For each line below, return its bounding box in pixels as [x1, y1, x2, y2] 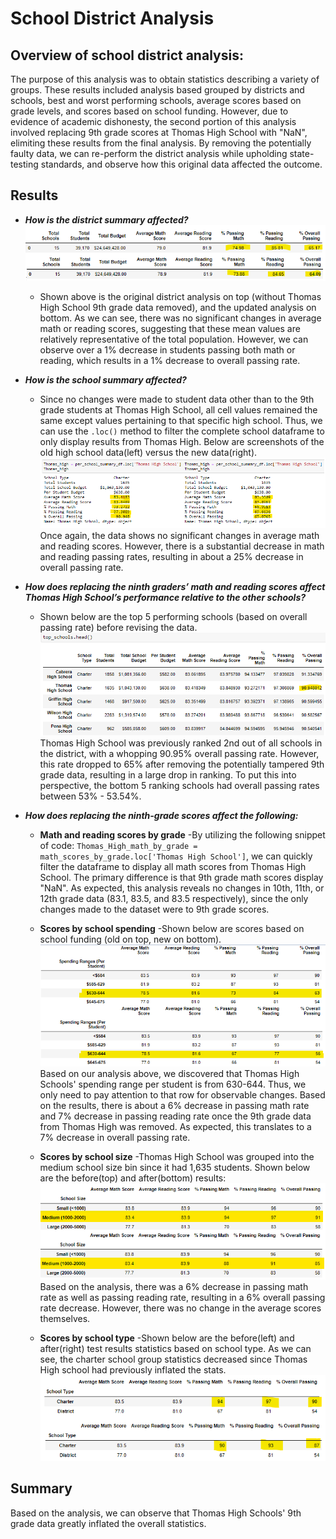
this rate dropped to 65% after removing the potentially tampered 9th [39, 758, 325, 770]
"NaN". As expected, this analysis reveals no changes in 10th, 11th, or [39, 882, 325, 894]
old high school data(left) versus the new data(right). [39, 446, 258, 458]
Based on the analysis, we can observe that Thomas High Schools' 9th [10, 1507, 302, 1519]
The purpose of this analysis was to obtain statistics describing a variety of [10, 73, 320, 85]
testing [10, 158, 39, 170]
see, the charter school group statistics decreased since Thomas [39, 1353, 308, 1366]
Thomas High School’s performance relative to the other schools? [24, 592, 307, 604]
